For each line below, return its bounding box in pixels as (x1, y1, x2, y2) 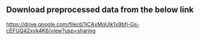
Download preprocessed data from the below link (6, 5, 194, 15)
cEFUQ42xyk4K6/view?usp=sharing (6, 27, 96, 34)
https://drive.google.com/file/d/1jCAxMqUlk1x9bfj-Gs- (6, 20, 140, 27)
